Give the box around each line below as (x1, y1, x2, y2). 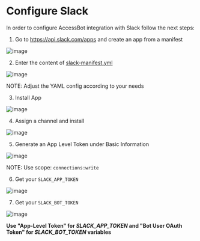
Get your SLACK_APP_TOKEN (14, 175, 79, 183)
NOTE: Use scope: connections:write (6, 163, 99, 171)
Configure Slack (6, 4, 89, 18)
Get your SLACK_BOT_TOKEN (14, 198, 79, 206)
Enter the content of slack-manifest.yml (14, 59, 113, 66)
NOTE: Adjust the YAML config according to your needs (6, 82, 144, 90)
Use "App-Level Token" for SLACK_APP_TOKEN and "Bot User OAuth (6, 222, 183, 229)
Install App (14, 94, 42, 101)
